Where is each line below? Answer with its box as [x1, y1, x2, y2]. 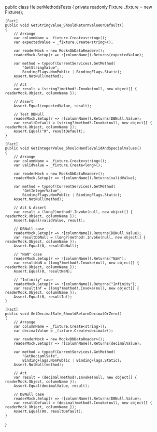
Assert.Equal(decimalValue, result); [14, 384, 90, 388]
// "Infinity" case [14, 277, 53, 282]
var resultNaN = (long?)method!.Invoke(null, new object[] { [14, 260, 139, 265]
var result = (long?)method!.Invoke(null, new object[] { [14, 209, 133, 214]
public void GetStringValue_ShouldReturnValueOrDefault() [5, 23, 124, 28]
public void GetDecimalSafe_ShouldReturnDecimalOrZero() [5, 311, 122, 316]
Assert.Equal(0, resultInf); [14, 294, 72, 299]
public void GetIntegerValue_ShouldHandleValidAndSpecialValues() [5, 146, 142, 151]
